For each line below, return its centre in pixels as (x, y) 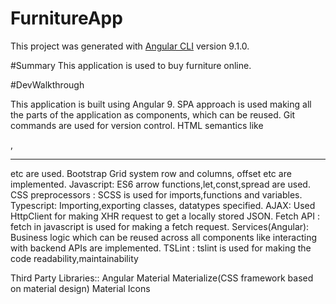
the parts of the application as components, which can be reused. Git (153, 114)
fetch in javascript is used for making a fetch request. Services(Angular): (160, 226)
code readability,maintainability (74, 258)
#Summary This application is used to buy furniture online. (131, 65)
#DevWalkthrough (47, 84)
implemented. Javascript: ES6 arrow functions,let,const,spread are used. (160, 184)
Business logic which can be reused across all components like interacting (163, 237)
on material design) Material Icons (80, 288)
